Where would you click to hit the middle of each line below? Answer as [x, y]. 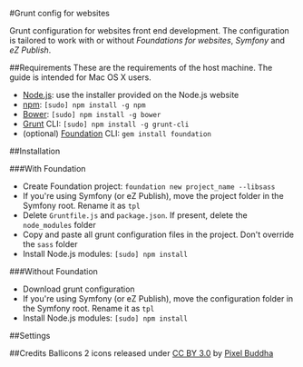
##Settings [30, 336]
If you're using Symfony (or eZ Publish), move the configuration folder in [158, 298]
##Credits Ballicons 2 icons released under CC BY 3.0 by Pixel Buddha [142, 353]
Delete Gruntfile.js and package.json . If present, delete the [135, 215]
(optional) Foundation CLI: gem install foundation [117, 134]
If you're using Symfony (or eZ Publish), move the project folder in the [153, 196]
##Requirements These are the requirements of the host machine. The [141, 68]
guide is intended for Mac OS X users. [80, 77]
